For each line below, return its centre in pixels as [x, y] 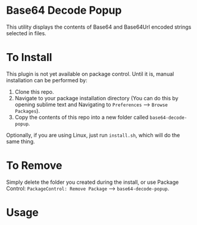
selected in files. [26, 33]
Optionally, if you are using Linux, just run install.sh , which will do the [93, 135]
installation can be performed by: [47, 80]
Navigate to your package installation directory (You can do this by [96, 98]
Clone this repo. [34, 92]
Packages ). [27, 110]
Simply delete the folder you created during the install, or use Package [93, 182]
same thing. [21, 141]
